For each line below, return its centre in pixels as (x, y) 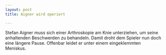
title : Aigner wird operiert (35, 14)
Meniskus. (16, 48)
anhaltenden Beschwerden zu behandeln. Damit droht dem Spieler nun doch (83, 38)
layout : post (19, 10)
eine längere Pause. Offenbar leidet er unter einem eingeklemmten (73, 43)
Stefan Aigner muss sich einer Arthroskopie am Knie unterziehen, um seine (82, 32)
